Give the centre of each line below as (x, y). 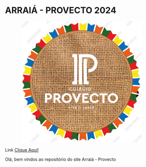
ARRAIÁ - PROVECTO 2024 (61, 10)
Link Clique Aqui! (22, 150)
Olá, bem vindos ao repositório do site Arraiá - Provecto (60, 159)
